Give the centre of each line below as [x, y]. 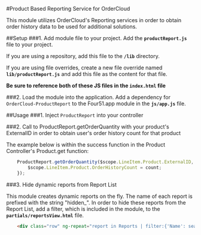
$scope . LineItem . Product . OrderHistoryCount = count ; [95, 167]
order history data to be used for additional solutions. [72, 27]
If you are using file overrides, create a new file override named [84, 68]
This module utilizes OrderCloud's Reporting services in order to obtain [94, 20]
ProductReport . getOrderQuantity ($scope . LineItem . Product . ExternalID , [106, 162]
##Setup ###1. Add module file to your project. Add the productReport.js [97, 38]
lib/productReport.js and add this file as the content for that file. [87, 74]
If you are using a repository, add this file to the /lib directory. [83, 56]
